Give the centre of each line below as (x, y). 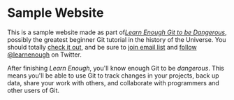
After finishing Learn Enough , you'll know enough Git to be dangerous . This (116, 68)
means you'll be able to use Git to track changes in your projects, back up (113, 76)
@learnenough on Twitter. (44, 55)
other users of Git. (34, 90)
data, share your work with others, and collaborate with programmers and (114, 83)
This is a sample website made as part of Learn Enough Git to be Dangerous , (117, 32)
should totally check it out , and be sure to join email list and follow (102, 47)
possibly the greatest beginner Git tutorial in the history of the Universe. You (117, 39)
